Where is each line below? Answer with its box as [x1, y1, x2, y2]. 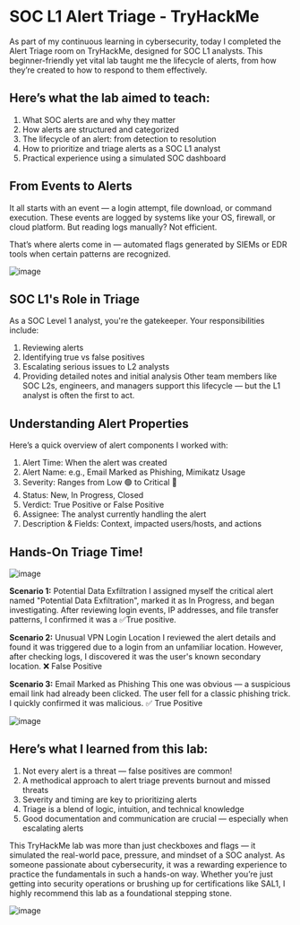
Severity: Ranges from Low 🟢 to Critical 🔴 [21, 477, 177, 488]
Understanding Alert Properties [9, 415, 190, 432]
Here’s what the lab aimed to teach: [9, 91, 210, 106]
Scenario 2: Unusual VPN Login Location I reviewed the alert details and [9, 633, 276, 642]
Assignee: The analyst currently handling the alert [21, 509, 207, 519]
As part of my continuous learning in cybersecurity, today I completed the [9, 36, 282, 47]
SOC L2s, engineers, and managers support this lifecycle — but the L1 [21, 380, 280, 391]
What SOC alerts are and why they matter [21, 114, 176, 125]
